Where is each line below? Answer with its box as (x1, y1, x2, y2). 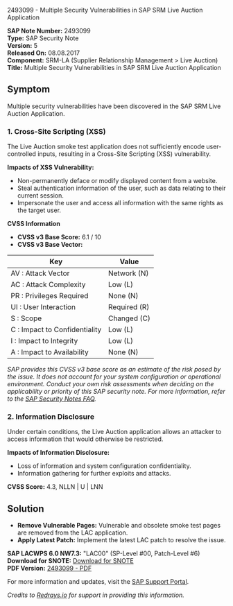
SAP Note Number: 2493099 (7, 27, 92, 35)
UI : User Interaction (10, 302, 76, 312)
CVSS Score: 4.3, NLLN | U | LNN (7, 483, 103, 491)
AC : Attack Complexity (10, 280, 86, 290)
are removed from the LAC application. (17, 528, 128, 537)
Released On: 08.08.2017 (7, 49, 80, 57)
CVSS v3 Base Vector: (17, 241, 83, 249)
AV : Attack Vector (10, 268, 70, 278)
